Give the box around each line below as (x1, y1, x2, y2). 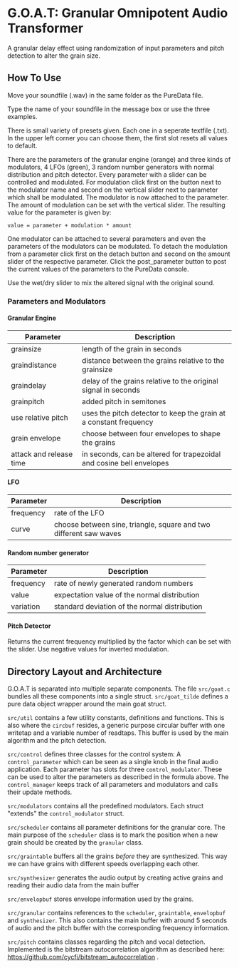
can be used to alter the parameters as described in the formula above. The (7, 773, 229, 781)
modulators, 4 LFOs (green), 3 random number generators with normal (7, 163, 215, 171)
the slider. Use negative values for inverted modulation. (7, 645, 169, 654)
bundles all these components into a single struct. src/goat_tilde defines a (7, 692, 229, 701)
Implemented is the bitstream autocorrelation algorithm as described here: (7, 945, 225, 954)
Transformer (7, 20, 84, 36)
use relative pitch (11, 412, 69, 422)
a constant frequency (81, 417, 154, 427)
